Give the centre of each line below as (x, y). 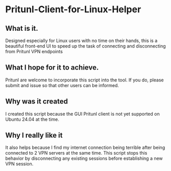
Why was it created (36, 102)
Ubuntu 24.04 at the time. (32, 119)
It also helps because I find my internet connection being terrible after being (85, 147)
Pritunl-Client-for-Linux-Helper (73, 9)
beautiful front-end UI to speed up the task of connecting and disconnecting (86, 46)
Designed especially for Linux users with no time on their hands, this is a (81, 40)
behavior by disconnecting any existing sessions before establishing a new (84, 158)
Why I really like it (34, 135)
